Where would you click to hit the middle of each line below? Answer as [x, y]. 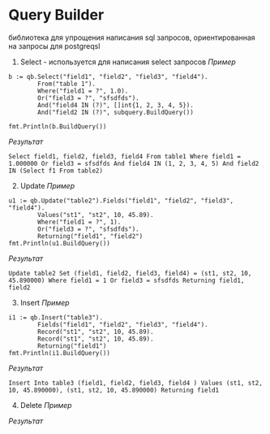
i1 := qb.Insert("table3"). [56, 317]
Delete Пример [46, 405]
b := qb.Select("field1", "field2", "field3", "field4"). [108, 76]
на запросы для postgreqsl [54, 46]
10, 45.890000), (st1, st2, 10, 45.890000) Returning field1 [114, 390]
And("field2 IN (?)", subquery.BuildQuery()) [116, 112]
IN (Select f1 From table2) [56, 171]
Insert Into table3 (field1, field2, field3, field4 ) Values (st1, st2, [136, 383]
